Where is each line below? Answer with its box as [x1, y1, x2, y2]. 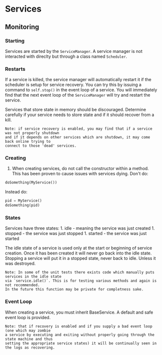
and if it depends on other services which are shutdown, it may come [5, 135, 150, 140]
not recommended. [5, 283, 40, 287]
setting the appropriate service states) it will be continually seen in [5, 341, 157, 346]
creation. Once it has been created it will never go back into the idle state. [5, 250, 152, 256]
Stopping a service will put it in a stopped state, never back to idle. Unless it [5, 255, 156, 261]
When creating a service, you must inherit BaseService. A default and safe [5, 309, 153, 315]
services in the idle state [5, 274, 62, 279]
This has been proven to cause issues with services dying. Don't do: [12, 171, 148, 177]
